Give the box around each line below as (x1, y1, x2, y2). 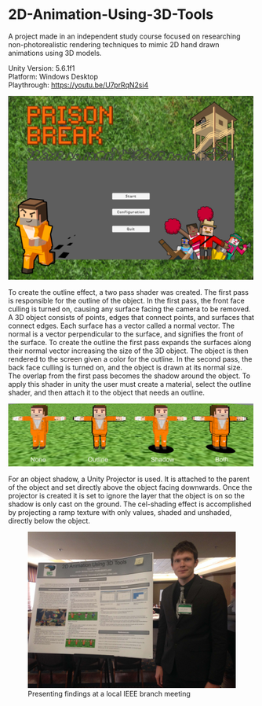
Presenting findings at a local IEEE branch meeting (27, 689, 191, 699)
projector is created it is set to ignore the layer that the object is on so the (8, 491, 246, 501)
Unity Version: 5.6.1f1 (8, 63, 75, 72)
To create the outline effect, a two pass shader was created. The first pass (8, 287, 249, 296)
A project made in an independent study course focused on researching (8, 31, 241, 41)
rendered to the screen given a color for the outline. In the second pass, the (8, 354, 253, 363)
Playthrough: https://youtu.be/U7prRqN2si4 (8, 80, 149, 90)
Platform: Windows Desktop (8, 72, 99, 81)
